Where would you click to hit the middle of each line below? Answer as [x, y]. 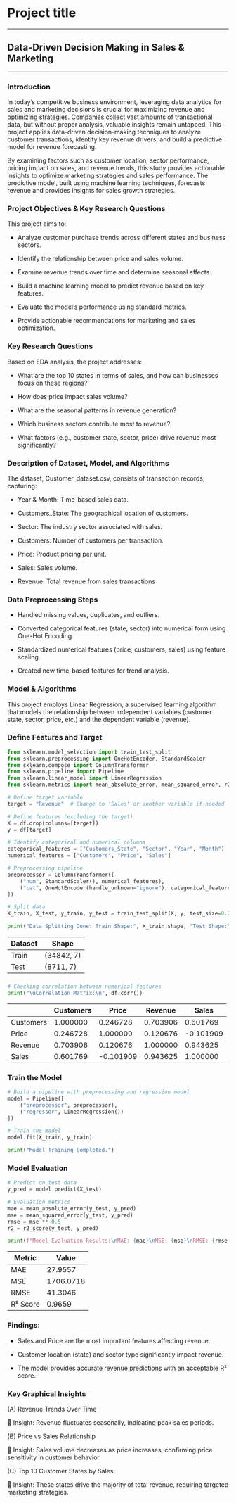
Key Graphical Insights [47, 1393]
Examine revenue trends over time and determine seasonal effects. [114, 272]
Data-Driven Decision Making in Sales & [96, 47]
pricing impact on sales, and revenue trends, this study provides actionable [116, 168]
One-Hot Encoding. [45, 636]
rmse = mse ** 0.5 [34, 1222]
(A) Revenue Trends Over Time [52, 1409]
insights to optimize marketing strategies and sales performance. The [108, 176]
